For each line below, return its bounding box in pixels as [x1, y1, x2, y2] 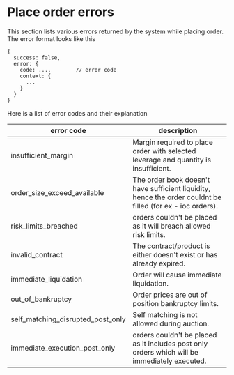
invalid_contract [10, 250, 63, 259]
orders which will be [132, 347, 198, 357]
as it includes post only [132, 339, 208, 349]
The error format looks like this [7, 34, 96, 43]
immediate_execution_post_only [10, 343, 116, 353]
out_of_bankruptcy [10, 294, 72, 304]
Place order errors [7, 4, 115, 20]
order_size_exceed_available [10, 187, 104, 197]
